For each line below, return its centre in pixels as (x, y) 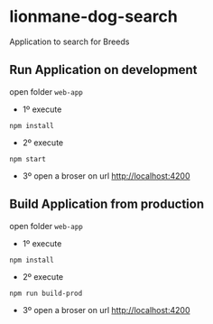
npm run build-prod (46, 293)
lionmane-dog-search (93, 17)
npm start (28, 159)
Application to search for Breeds (69, 42)
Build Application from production (107, 204)
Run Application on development (103, 70)
